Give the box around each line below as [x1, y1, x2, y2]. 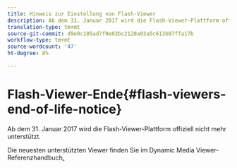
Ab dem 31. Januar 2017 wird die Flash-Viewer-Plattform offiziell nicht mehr [7, 124, 227, 133]
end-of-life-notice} [7, 102, 122, 117]
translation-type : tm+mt [7, 23, 80, 30]
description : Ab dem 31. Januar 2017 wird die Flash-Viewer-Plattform [7, 17, 219, 24]
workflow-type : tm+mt [7, 37, 71, 44]
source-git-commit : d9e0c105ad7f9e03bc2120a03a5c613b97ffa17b [7, 30, 194, 37]
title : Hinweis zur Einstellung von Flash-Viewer [7, 10, 157, 18]
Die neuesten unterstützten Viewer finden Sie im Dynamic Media [7, 145, 195, 154]
